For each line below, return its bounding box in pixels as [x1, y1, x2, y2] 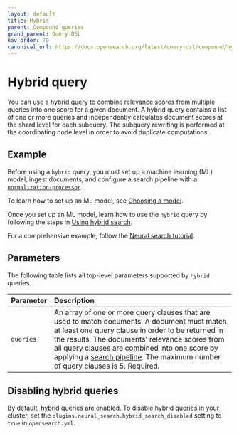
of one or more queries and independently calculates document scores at [7, 112, 223, 121]
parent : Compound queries [7, 23, 84, 31]
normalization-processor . [7, 182, 83, 191]
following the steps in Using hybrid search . [7, 218, 133, 226]
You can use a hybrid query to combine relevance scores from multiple [7, 97, 216, 106]
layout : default [7, 10, 55, 18]
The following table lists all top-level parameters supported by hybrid [7, 271, 210, 280]
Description [53, 295, 95, 305]
